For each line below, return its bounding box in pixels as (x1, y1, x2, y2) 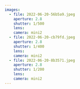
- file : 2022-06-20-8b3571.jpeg (9, 58, 76, 63)
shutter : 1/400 (13, 44, 45, 49)
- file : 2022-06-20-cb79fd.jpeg (9, 35, 76, 40)
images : (4, 7, 21, 12)
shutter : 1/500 (13, 21, 45, 26)
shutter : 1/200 (13, 67, 45, 72)
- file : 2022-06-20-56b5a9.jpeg (9, 12, 76, 17)
